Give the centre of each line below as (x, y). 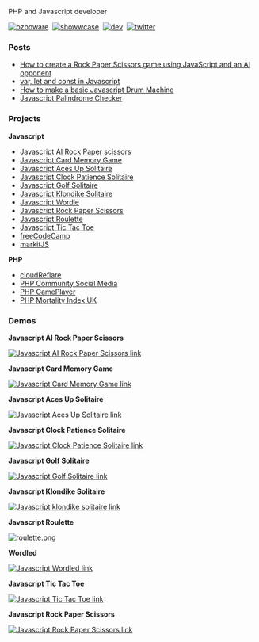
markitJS (34, 244)
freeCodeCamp (45, 235)
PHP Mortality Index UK (58, 300)
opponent (36, 73)
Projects (25, 119)
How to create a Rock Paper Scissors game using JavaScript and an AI (135, 65)
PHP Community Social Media (69, 283)
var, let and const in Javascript (70, 82)
